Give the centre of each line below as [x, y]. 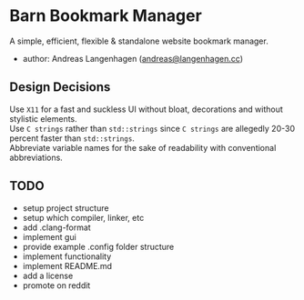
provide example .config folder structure [98, 246]
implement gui [50, 236]
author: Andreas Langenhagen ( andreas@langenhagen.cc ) [133, 58]
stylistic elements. [43, 118]
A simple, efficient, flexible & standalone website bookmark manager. [139, 41]
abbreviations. [36, 157]
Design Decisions [60, 87]
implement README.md [67, 265]
